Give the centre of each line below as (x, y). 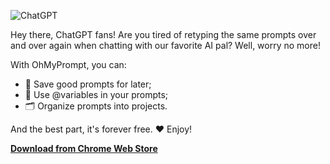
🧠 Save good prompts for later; (88, 84)
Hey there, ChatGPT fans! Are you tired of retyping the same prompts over (163, 34)
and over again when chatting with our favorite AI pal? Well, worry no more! (165, 45)
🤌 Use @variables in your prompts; (96, 94)
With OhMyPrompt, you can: (68, 64)
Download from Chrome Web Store (84, 148)
